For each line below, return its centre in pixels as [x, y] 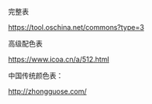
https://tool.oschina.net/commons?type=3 [76, 27]
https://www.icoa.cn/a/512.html [59, 59]
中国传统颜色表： [36, 76]
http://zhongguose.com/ [47, 91]
